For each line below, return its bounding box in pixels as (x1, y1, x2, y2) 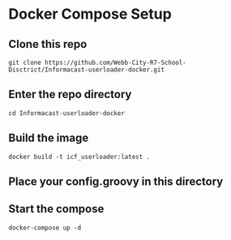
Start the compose (8, 202, 105, 216)
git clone (8, 58, 42, 66)
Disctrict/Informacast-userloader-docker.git (8, 66, 165, 74)
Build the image (8, 131, 89, 145)
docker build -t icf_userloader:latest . (8, 152, 151, 161)
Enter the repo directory (8, 88, 132, 101)
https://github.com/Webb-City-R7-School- (44, 58, 186, 66)
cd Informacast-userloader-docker (8, 109, 126, 118)
